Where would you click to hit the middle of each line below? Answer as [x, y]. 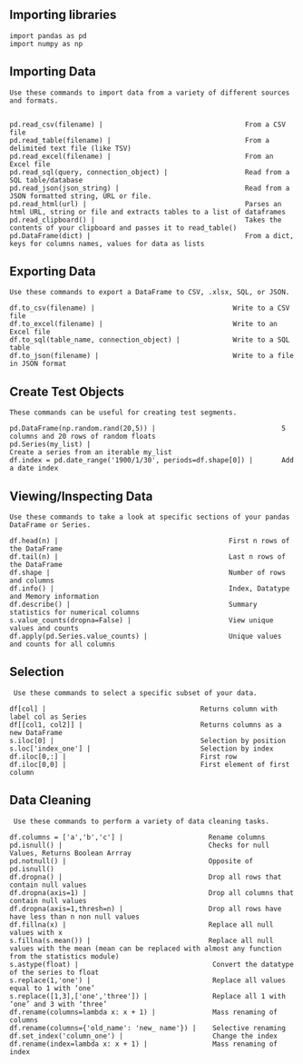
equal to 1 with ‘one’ [52, 988]
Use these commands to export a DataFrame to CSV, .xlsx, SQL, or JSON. [150, 293]
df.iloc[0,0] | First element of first [150, 764]
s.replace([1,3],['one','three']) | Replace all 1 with [147, 996]
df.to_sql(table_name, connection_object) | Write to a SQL [150, 340]
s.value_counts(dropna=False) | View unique [142, 621]
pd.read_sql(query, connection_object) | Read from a [150, 172]
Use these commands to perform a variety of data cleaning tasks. [142, 821]
